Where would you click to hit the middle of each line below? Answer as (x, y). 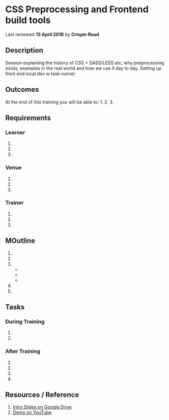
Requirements (28, 118)
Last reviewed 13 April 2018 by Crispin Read (52, 34)
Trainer (15, 203)
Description (24, 50)
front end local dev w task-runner (40, 73)
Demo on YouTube (32, 412)
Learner (15, 132)
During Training (25, 322)
